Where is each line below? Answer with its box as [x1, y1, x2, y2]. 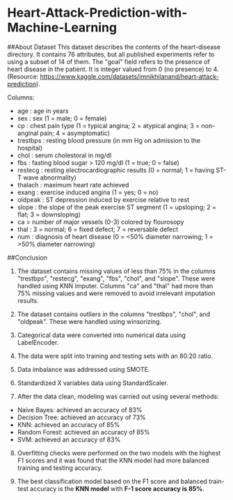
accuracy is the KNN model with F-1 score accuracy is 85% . [30, 484, 204, 492]
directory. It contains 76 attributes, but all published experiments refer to [7, 50, 215, 58]
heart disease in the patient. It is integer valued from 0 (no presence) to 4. [7, 65, 219, 73]
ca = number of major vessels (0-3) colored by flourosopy [17, 217, 184, 226]
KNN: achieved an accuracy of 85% [17, 420, 120, 429]
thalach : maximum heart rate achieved [17, 180, 129, 189]
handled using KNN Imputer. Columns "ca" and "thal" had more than [17, 281, 214, 290]
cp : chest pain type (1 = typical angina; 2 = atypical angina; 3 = [17, 121, 200, 130]
